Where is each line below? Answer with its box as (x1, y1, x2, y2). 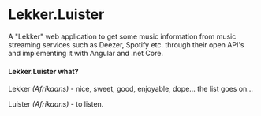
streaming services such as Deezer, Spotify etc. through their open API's (8, 39, 244, 49)
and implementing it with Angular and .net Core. (8, 48, 164, 58)
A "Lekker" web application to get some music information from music (8, 32, 237, 41)
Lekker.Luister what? (8, 66, 79, 76)
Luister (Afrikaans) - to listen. (8, 99, 104, 109)
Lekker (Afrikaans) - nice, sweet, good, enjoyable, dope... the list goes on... (8, 84, 254, 94)
